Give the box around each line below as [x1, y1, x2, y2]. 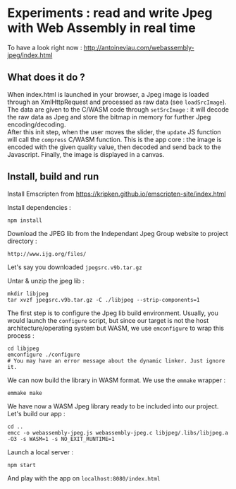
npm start [7, 461, 37, 469]
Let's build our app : [7, 409, 66, 418]
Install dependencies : [7, 203, 72, 211]
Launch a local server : [7, 447, 74, 456]
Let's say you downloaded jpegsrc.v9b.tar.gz [7, 263, 142, 271]
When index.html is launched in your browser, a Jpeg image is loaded [7, 90, 209, 98]
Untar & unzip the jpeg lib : [7, 276, 85, 285]
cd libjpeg [7, 345, 39, 352]
